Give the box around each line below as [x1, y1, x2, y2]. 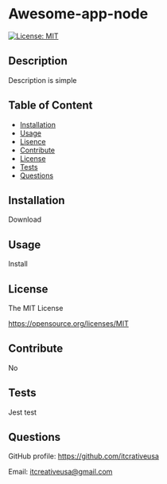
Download [8, 214, 42, 224]
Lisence [19, 136, 46, 146]
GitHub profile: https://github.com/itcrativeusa [8, 451, 159, 461]
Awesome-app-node [8, 5, 149, 23]
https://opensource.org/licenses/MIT [8, 319, 129, 328]
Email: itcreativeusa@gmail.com [8, 467, 113, 477]
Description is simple [8, 75, 77, 85]
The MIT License [8, 304, 64, 313]
